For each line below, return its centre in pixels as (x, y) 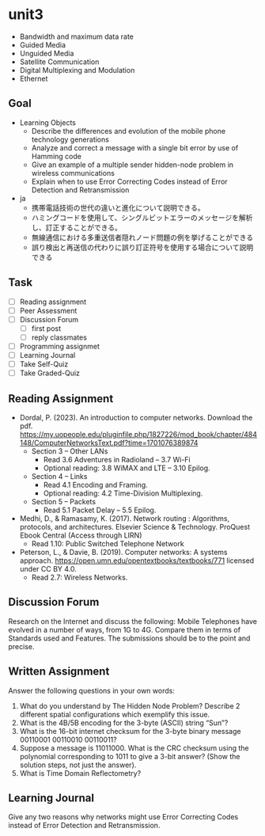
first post (46, 328)
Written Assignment (59, 672)
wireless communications (73, 173)
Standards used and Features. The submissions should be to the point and (129, 638)
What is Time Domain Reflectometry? (80, 773)
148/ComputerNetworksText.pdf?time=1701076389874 (109, 443)
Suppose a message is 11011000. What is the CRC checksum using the (134, 748)
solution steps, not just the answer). (78, 765)
